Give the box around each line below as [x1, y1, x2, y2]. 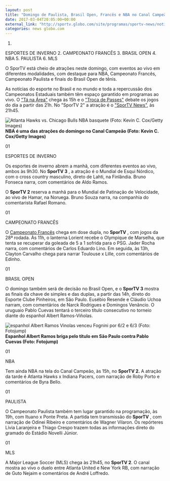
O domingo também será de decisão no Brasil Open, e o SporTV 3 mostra [5, 286, 159, 292]
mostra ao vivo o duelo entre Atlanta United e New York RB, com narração [5, 465, 160, 471]
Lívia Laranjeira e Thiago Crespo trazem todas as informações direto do [5, 425, 155, 431]
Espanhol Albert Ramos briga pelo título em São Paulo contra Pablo [5, 333, 149, 339]
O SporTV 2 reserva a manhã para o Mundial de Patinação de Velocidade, [5, 189, 159, 195]
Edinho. [5, 256, 21, 262]
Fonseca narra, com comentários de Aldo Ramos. [5, 179, 108, 185]
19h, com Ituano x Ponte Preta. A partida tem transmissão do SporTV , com [5, 414, 162, 420]
